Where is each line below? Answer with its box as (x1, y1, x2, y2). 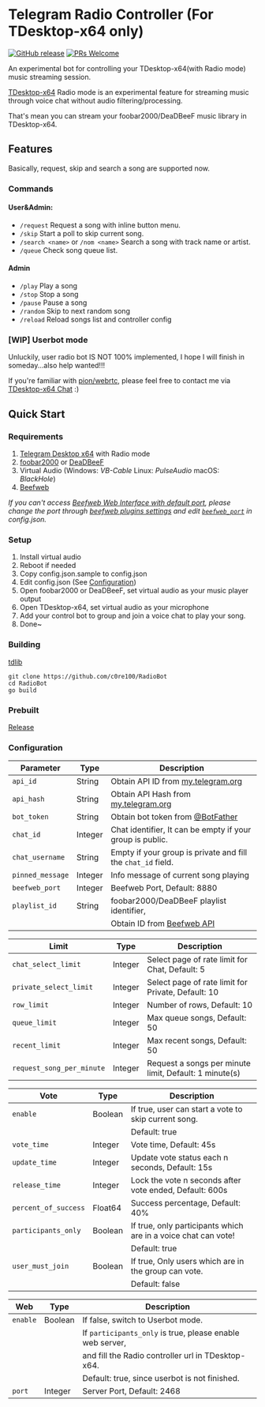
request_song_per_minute (12, 1064, 106, 1073)
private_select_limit (12, 983, 93, 992)
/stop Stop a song (19, 290, 79, 299)
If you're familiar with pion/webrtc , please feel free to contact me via (8, 376, 231, 386)
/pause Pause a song (19, 298, 88, 307)
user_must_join (12, 1262, 69, 1271)
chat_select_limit (12, 960, 81, 969)
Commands (8, 183, 54, 194)
